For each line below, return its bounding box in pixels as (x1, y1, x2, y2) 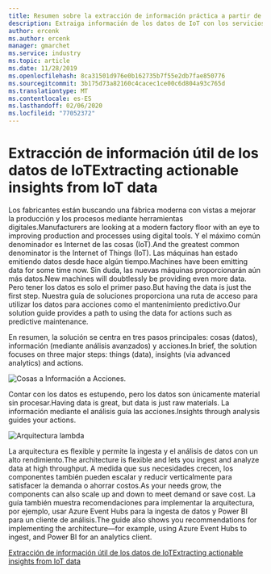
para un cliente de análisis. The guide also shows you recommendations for (8, 514, 257, 525)
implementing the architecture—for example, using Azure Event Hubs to (8, 523, 248, 533)
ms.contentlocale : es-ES (8, 94, 92, 103)
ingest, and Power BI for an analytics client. (8, 532, 152, 542)
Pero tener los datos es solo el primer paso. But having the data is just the (8, 282, 252, 291)
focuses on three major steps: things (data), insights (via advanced (8, 349, 231, 359)
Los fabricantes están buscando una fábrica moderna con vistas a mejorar (8, 205, 256, 215)
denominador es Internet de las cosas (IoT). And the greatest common (8, 239, 240, 249)
